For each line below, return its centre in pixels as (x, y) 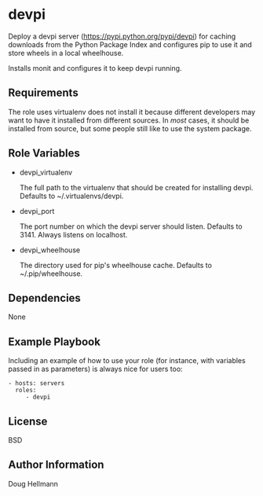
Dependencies (44, 298)
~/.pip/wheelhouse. (51, 274)
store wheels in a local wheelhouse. (66, 53)
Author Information (56, 465)
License (28, 421)
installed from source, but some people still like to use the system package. (130, 128)
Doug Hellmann (33, 483)
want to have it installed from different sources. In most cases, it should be (129, 120)
